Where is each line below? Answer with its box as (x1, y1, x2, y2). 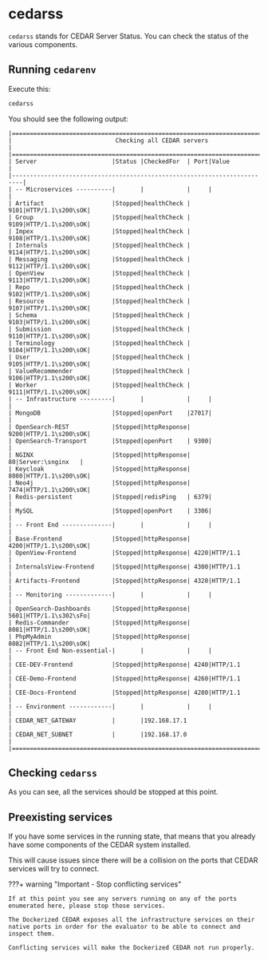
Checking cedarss (8, 766, 97, 780)
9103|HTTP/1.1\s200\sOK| (8, 318, 91, 326)
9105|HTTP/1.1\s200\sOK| (8, 360, 91, 368)
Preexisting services (8, 810, 113, 823)
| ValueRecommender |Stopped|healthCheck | (8, 367, 191, 375)
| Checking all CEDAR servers (8, 137, 209, 145)
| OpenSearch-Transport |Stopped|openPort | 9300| (8, 437, 213, 445)
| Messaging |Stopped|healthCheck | (8, 255, 191, 264)
